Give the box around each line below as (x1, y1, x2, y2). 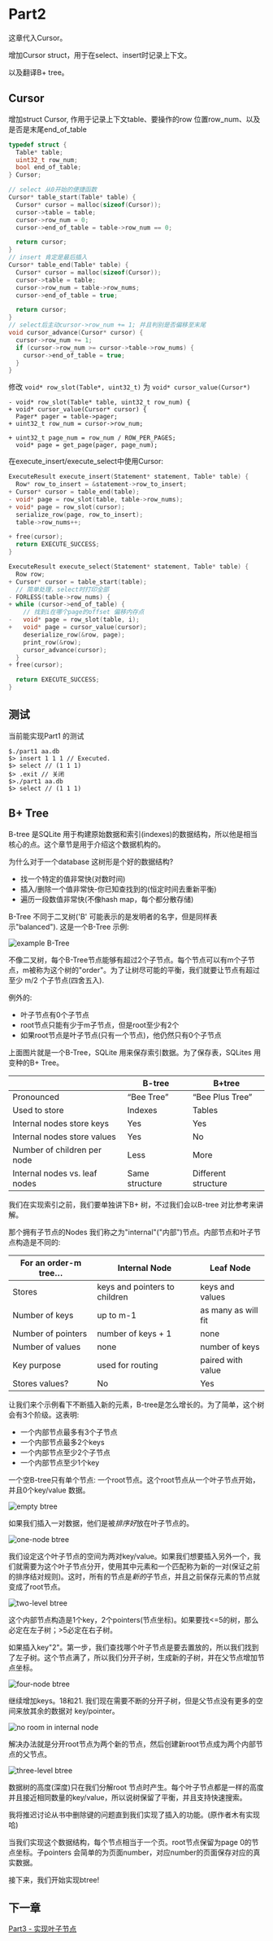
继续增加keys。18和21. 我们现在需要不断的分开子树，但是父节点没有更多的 (8, 1695, 257, 1706)
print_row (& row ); (23, 638, 82, 646)
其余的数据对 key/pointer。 (29, 1706, 119, 1715)
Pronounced (12, 1091, 59, 1102)
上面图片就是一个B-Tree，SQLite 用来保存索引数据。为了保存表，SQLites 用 (8, 1047, 262, 1057)
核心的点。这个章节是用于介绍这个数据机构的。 (8, 839, 165, 849)
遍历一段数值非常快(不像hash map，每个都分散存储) (19, 894, 194, 904)
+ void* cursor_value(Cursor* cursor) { (8, 405, 148, 414)
